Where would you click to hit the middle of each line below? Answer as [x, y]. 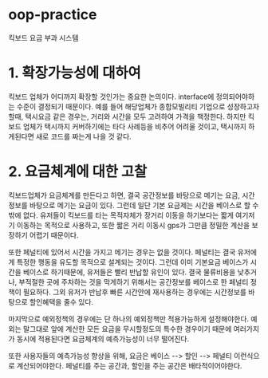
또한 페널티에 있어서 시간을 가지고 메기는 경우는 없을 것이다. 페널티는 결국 [122, 252]
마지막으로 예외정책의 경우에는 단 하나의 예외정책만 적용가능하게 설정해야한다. [129, 319]
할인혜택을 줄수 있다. [61, 301]
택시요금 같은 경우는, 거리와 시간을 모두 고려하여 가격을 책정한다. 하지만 [136, 116]
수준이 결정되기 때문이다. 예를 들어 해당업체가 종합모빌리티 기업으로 [121, 106]
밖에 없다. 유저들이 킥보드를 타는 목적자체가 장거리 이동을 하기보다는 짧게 [121, 215]
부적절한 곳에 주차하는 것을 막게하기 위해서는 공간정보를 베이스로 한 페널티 [134, 282]
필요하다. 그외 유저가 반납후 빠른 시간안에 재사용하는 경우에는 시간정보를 [135, 292]
